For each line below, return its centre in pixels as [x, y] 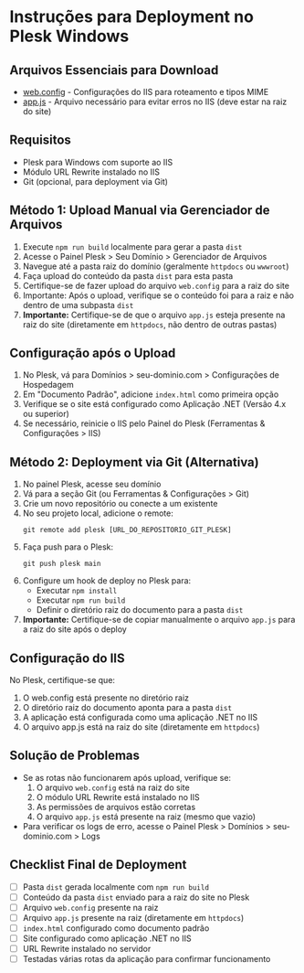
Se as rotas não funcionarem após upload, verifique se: [126, 777]
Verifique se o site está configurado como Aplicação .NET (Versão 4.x [154, 404]
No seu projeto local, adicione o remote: [98, 513]
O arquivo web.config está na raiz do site [113, 787]
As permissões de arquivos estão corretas [116, 807]
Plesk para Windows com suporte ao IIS [98, 162]
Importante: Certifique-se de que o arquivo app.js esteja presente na [154, 315]
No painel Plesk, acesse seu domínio [92, 484]
